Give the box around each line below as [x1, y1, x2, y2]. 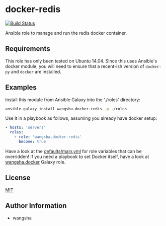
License [5, 174, 31, 182]
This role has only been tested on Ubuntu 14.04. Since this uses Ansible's [5, 58, 157, 64]
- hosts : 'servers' [5, 125, 46, 130]
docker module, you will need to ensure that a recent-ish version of [5, 63, 145, 69]
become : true [18, 139, 46, 144]
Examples [5, 83, 37, 92]
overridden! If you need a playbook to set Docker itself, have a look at [5, 154, 149, 160]
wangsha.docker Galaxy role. [5, 159, 66, 165]
